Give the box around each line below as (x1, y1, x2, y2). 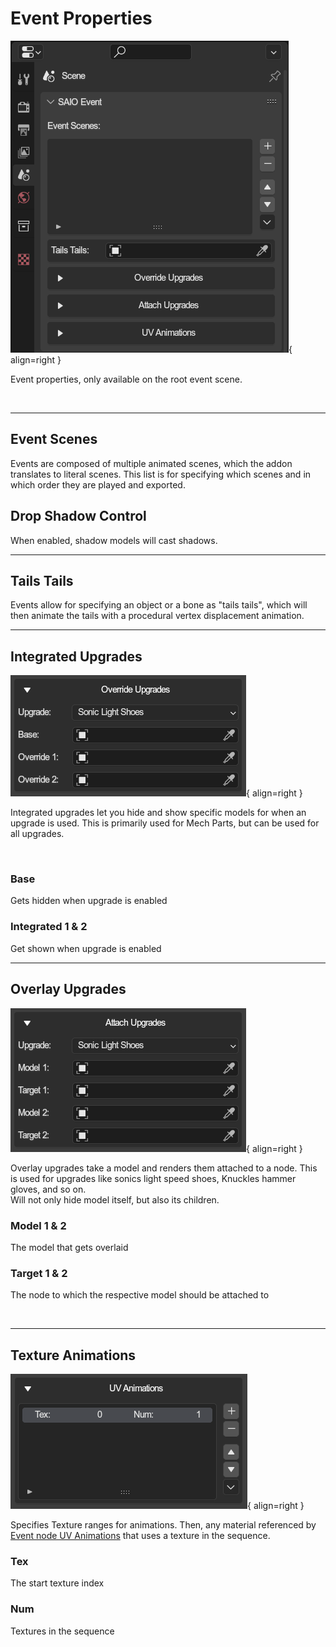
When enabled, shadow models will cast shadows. (10, 534, 218, 546)
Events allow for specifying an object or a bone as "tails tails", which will (10, 599, 308, 611)
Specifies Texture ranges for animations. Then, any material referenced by (10, 1519, 317, 1531)
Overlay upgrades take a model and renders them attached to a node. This (10, 1162, 318, 1174)
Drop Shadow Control (10, 508, 147, 525)
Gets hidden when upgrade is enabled (10, 895, 168, 907)
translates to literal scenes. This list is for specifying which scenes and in (10, 468, 312, 480)
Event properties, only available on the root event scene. (10, 373, 243, 385)
